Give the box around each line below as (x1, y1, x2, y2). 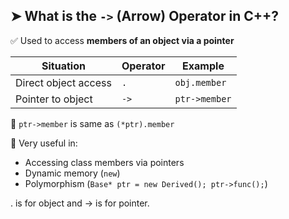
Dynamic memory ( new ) (24, 167, 121, 179)
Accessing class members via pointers (24, 156, 185, 168)
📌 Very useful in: (10, 137, 78, 149)
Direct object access (15, 75, 112, 89)
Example (182, 59, 225, 73)
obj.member (174, 77, 227, 88)
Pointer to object (15, 92, 93, 106)
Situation (41, 59, 86, 73)
